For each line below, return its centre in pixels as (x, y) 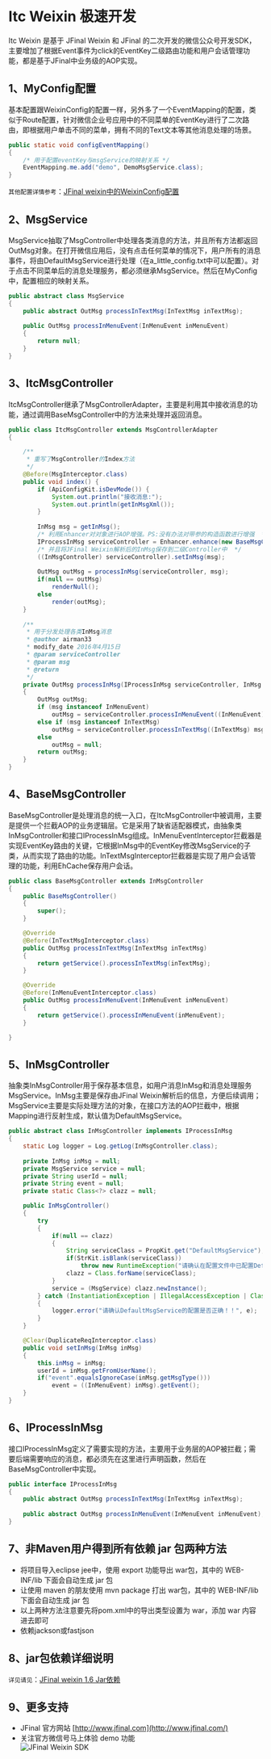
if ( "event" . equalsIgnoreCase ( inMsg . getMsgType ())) (124, 1378)
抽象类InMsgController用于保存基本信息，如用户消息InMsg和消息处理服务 (130, 1085)
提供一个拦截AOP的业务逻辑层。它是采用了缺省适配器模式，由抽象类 (128, 825)
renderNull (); (75, 587)
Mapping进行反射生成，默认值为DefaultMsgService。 (98, 1116)
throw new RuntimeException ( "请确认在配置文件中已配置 (167, 1266)
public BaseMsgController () (70, 896)
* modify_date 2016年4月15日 (73, 647)
